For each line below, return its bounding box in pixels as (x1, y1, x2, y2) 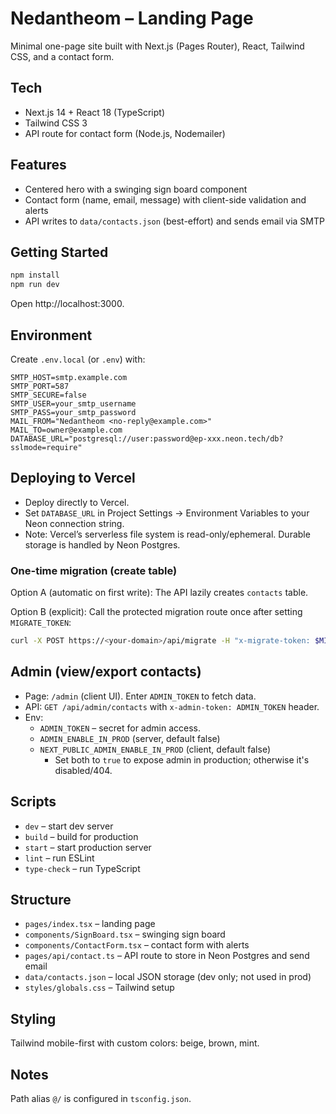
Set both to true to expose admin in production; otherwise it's (54, 753, 310, 766)
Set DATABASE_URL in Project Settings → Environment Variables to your (24, 507, 310, 519)
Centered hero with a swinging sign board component (24, 183, 248, 195)
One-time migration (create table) (10, 563, 178, 577)
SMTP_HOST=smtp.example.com (10, 372, 128, 382)
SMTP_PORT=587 (10, 381, 70, 391)
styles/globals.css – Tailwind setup (24, 982, 175, 994)
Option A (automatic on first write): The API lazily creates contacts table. (10, 587, 309, 599)
